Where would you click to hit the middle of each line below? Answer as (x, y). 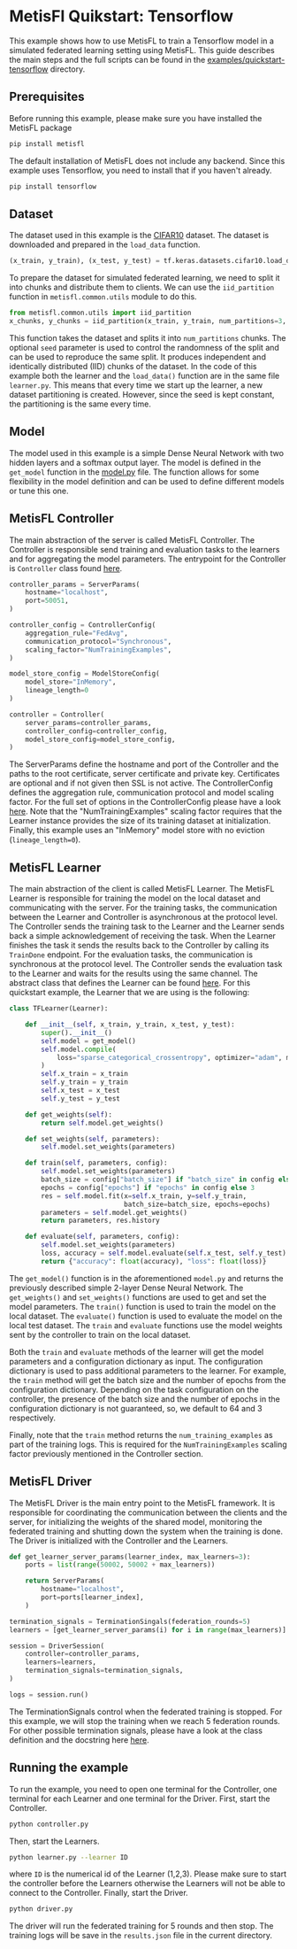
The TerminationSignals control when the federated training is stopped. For (146, 1712)
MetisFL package (41, 128)
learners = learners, (61, 1662)
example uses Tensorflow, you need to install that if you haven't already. (141, 170)
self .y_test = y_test (81, 1098)
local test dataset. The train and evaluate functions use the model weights (146, 1325)
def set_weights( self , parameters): (93, 1139)
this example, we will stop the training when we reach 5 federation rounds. (145, 1721)
